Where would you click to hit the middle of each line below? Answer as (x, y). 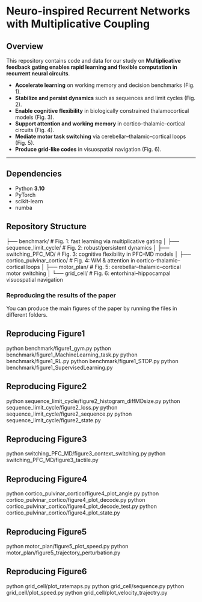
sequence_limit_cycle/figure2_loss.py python (62, 407)
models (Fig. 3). (35, 117)
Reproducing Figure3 (47, 439)
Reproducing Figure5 (47, 532)
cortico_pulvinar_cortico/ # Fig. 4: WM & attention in (71, 260)
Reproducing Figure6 (47, 572)
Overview (25, 46)
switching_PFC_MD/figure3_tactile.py (52, 460)
